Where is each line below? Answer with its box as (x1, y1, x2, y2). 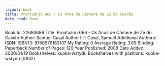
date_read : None (5, 16, 38, 21)
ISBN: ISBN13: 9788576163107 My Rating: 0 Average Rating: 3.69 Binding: (5, 40, 155, 46)
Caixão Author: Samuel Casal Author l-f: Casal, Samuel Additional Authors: (5, 35, 157, 41)
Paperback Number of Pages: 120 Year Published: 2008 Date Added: (5, 45, 145, 51)
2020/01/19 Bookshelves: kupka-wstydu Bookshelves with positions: (5, 50, 144, 56)
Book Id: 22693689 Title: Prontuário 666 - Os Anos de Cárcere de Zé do (5, 30, 152, 36)
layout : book (5, 7, 32, 12)
